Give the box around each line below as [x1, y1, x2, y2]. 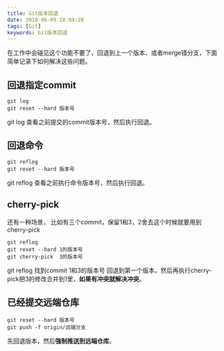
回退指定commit [7, 79, 77, 91]
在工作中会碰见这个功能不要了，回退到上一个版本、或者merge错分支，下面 [7, 49, 218, 57]
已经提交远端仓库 [7, 297, 79, 309]
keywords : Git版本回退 [7, 29, 68, 36]
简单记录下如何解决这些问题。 [7, 57, 91, 66]
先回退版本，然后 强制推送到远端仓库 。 [7, 337, 115, 345]
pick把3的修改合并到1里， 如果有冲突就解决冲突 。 [7, 274, 145, 283]
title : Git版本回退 [7, 10, 59, 17]
